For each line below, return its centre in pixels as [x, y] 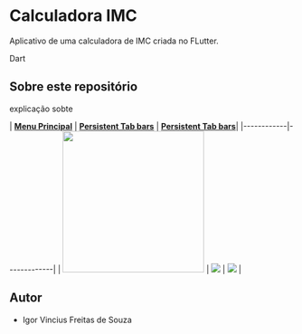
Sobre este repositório [74, 87]
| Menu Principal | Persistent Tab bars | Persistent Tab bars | [124, 126]
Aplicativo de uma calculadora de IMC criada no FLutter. [114, 41]
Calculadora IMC [73, 16]
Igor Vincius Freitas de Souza [77, 320]
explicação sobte [42, 109]
